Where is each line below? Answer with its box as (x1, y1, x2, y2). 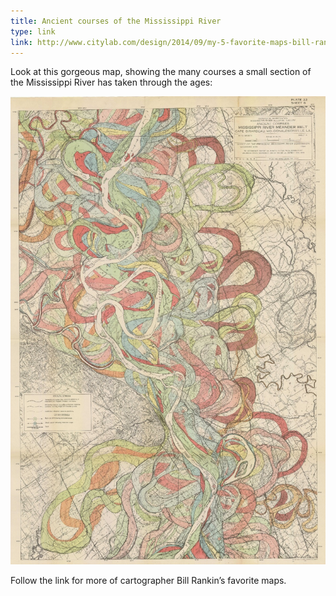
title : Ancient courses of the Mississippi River (10, 16, 222, 26)
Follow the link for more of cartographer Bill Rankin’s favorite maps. (10, 575, 287, 587)
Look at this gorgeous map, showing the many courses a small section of (10, 66, 312, 78)
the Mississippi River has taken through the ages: (10, 76, 213, 89)
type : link (10, 26, 56, 37)
